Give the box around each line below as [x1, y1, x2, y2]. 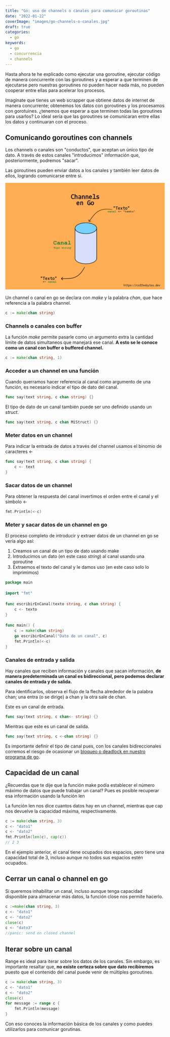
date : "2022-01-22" [5, 13, 47, 19]
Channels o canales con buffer [5, 322, 82, 330]
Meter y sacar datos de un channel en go [5, 521, 108, 528]
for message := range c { [5, 1001, 60, 1006]
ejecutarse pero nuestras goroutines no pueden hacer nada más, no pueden [5, 82, 164, 88]
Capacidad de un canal [5, 768, 79, 777]
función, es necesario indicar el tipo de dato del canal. [5, 384, 118, 391]
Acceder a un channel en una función [5, 367, 99, 374]
